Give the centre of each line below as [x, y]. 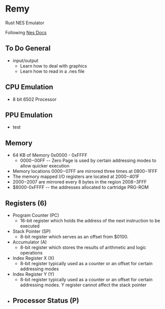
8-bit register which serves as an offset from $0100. [74, 237]
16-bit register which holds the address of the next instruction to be [90, 221]
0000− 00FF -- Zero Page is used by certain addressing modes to [88, 161]
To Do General [28, 48]
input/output [25, 60]
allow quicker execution [45, 166]
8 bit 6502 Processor [35, 99]
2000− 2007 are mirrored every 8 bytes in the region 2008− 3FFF [80, 182]
